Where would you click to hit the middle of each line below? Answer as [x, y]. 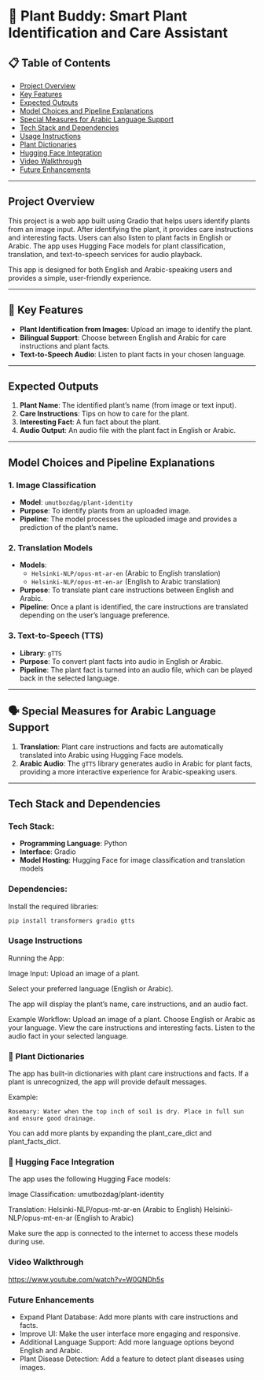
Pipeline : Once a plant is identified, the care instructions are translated [134, 607]
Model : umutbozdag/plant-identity [76, 502]
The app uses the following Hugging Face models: [90, 1179]
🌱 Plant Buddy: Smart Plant [98, 16]
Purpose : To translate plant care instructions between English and [126, 590]
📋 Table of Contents [60, 63]
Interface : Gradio [48, 852]
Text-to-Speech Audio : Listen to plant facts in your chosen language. [132, 354]
